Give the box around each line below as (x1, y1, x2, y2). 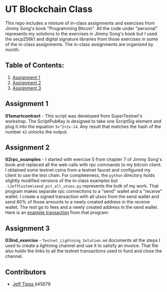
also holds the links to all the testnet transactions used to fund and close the (5, 248, 162, 254)
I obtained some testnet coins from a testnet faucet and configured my (5, 167, 151, 173)
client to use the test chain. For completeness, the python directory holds (5, 172, 155, 178)
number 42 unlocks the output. (5, 128, 68, 134)
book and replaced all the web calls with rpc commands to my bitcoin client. (5, 161, 162, 168)
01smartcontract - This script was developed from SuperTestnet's (5, 112, 142, 118)
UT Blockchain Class (5, 3, 92, 15)
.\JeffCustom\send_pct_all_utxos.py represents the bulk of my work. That (5, 183, 159, 189)
